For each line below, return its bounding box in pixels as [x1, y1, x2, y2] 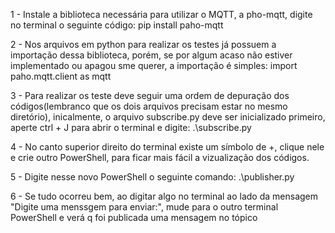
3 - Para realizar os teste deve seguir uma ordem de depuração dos [10, 90, 290, 101]
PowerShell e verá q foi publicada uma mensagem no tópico [10, 212, 258, 223]
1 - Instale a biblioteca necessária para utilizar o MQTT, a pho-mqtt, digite [10, 9, 313, 20]
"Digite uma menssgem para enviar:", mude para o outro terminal [10, 201, 279, 213]
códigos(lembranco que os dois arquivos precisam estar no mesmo [10, 100, 288, 112]
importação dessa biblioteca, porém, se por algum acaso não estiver [10, 49, 293, 61]
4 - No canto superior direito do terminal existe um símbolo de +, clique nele [10, 141, 325, 153]
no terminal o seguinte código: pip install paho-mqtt [10, 19, 224, 31]
